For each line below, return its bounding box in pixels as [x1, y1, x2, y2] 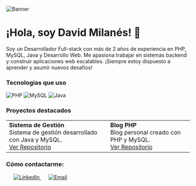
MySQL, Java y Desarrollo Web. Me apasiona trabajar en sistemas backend [6, 51, 187, 58]
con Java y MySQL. [9, 135, 62, 143]
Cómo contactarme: [6, 160, 64, 168]
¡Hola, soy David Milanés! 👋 [6, 26, 141, 39]
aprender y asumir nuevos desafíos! [6, 64, 93, 71]
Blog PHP [110, 120, 137, 129]
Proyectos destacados [6, 106, 72, 115]
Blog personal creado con [110, 128, 181, 136]
